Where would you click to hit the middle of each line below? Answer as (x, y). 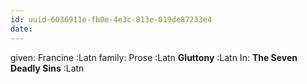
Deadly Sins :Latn (47, 68)
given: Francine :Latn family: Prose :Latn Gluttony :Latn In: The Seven (154, 57)
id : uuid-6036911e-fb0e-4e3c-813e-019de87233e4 (111, 19)
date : (21, 29)
